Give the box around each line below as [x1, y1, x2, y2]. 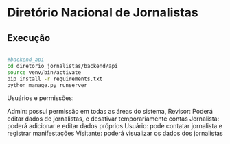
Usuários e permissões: [7, 94, 74, 102]
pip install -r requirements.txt [7, 75, 103, 82]
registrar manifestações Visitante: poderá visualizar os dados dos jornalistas [7, 129, 223, 138]
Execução [7, 32, 51, 44]
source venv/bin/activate [7, 69, 81, 76]
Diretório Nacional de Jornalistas [7, 5, 198, 21]
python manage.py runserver [7, 82, 88, 88]
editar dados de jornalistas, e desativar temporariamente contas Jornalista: [7, 115, 220, 123]
